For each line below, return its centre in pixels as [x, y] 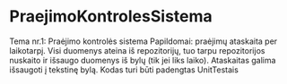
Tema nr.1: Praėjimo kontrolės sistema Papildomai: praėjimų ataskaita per [143, 41]
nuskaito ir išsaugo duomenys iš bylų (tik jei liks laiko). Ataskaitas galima [143, 60]
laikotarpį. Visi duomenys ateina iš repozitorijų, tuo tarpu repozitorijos [137, 50]
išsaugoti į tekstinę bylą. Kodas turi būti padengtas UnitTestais [124, 70]
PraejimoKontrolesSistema [111, 17]
